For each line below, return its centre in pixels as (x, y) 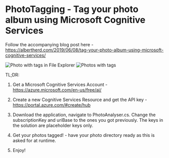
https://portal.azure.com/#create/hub (52, 105)
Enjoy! (19, 150)
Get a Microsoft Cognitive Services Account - (60, 85)
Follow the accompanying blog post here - (49, 44)
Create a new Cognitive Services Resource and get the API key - (80, 100)
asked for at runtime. (34, 140)
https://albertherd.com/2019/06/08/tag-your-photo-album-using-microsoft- (85, 50)
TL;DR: (12, 74)
